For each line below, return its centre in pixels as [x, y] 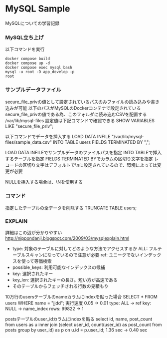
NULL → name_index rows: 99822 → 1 [44, 309]
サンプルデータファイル [33, 90]
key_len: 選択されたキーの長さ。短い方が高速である [65, 280]
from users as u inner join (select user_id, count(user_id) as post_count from [83, 325]
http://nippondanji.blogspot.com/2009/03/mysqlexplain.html [67, 238]
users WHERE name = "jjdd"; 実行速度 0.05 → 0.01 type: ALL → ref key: [78, 303]
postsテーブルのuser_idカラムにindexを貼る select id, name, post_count [79, 319]
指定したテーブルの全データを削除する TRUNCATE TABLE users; [71, 208]
